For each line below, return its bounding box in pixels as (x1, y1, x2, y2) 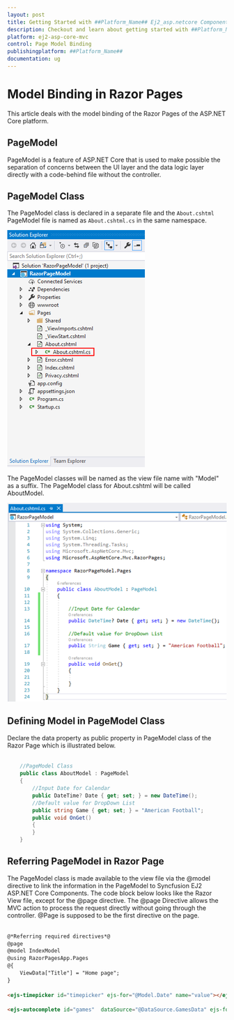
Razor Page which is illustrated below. (7, 741, 116, 749)
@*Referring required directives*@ (7, 933, 111, 940)
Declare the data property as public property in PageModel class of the (7, 733, 212, 742)
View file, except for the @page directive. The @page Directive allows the (7, 896, 219, 904)
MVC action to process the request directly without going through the (7, 904, 207, 912)
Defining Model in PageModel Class (7, 715, 165, 727)
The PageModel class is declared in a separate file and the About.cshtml (7, 209, 214, 218)
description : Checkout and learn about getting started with (7, 26, 189, 33)
